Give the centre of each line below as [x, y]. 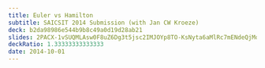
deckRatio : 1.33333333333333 [56, 45]
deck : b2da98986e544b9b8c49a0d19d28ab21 [76, 30]
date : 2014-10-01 [37, 52]
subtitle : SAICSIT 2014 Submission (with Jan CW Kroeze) [104, 23]
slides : [21, 37]
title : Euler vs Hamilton [50, 15]
